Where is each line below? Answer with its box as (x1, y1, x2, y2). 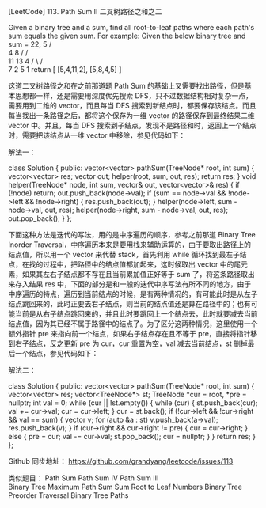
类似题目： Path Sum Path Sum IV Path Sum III (8, 473, 159, 483)
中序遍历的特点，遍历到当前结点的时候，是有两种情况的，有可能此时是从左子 (8, 290, 258, 298)
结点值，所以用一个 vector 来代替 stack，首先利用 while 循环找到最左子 (8, 250, 240, 259)
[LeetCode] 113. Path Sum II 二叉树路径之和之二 (8, 7, 162, 16)
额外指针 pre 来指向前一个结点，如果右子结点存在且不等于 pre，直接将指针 (8, 329, 251, 338)
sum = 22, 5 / (8, 40, 52, 49)
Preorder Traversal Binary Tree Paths (8, 491, 129, 500)
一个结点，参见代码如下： (14, 349, 99, 358)
